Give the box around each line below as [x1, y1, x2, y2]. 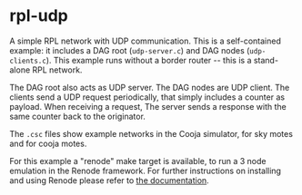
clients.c [9, 56, 47, 65]
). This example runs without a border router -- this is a [45, 54, 252, 65]
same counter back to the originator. [9, 111, 146, 122]
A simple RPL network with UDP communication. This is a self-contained [9, 35, 282, 46]
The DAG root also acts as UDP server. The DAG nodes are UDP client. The [9, 82, 290, 93]
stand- [253, 54, 279, 65]
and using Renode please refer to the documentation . [9, 174, 209, 186]
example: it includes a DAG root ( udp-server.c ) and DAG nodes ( [9, 44, 250, 55]
